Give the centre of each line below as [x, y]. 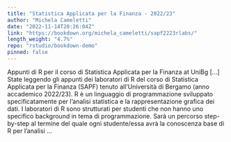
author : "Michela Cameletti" [49, 20]
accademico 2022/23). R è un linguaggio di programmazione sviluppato [110, 94]
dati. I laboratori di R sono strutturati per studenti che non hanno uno [105, 109]
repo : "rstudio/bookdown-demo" [53, 46]
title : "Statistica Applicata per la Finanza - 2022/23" [91, 14]
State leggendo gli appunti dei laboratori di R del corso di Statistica [103, 79]
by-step [18, 123]
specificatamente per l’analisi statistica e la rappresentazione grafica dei [111, 101]
